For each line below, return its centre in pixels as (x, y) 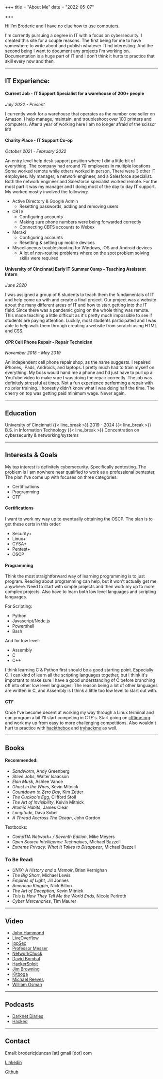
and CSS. (14, 331)
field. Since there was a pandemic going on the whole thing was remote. (77, 310)
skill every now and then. (30, 61)
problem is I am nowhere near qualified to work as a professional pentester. (81, 472)
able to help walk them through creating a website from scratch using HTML (81, 326)
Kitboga (20, 974)
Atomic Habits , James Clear (40, 807)
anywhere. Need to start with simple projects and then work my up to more (80, 587)
